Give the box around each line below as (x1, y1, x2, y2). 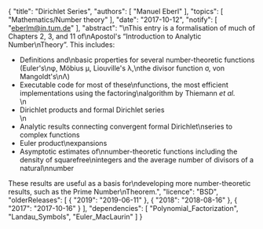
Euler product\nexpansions (19, 139, 108, 147)
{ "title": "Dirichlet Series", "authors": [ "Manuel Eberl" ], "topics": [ (8, 7, 224, 16)
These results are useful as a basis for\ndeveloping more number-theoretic (8, 179, 251, 187)
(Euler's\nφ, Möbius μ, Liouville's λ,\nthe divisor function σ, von (19, 64, 225, 73)
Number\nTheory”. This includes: (8, 40, 115, 49)
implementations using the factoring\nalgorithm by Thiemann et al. (19, 89, 236, 97)
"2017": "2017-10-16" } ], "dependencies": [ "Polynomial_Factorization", (8, 204, 239, 213)
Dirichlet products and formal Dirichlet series (19, 105, 165, 114)
